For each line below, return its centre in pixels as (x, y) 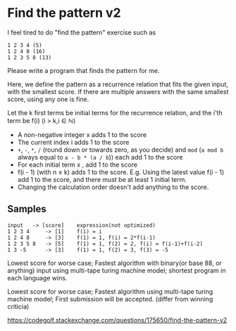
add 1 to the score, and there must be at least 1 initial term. (102, 179)
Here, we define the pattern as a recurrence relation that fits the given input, (118, 84)
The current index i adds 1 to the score (73, 142)
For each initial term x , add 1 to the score (77, 164)
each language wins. (37, 278)
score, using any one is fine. (48, 99)
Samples (27, 209)
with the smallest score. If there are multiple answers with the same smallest (118, 91)
